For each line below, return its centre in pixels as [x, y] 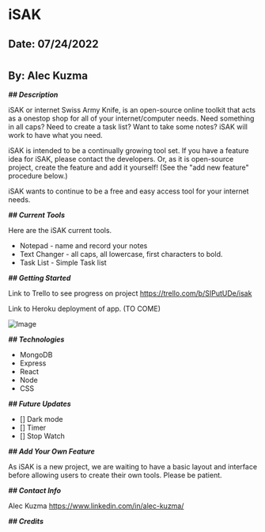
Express [33, 363]
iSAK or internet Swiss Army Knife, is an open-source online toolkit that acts [132, 110]
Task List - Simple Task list [63, 262]
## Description [33, 95]
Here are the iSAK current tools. [60, 231]
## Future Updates [40, 404]
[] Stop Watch [42, 436]
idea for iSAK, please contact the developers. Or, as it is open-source [121, 159]
